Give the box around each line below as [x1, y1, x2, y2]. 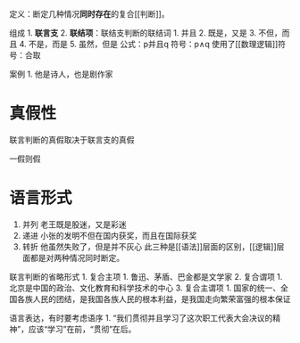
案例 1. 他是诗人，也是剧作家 [9, 69, 113, 79]
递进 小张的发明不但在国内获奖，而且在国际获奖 [21, 230, 197, 241]
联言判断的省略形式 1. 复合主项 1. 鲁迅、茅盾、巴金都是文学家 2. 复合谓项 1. [9, 271, 283, 282]
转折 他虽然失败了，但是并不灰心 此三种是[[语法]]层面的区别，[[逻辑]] [21, 241, 277, 252]
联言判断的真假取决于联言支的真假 [9, 134, 135, 145]
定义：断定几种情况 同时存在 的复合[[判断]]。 [9, 9, 170, 19]
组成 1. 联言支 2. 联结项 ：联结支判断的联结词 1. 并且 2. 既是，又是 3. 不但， [9, 28, 283, 38]
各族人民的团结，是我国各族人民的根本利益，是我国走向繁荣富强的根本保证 [16, 293, 291, 304]
